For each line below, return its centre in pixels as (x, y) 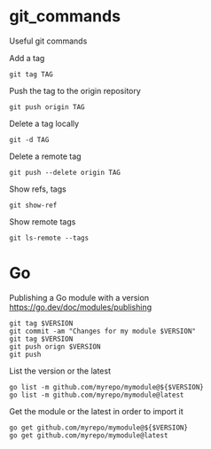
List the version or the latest (60, 371)
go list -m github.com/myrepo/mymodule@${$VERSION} (106, 387)
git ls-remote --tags (49, 238)
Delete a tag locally (44, 123)
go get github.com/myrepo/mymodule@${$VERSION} (99, 428)
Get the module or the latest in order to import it (96, 411)
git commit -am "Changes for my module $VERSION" (103, 331)
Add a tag (27, 58)
